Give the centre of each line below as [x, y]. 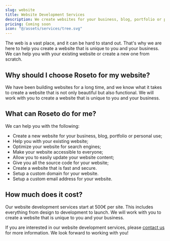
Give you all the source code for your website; [60, 163]
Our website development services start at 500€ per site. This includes [79, 207]
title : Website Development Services [45, 15]
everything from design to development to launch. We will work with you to [83, 212]
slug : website [20, 10]
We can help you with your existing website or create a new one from [77, 54]
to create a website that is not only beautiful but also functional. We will [80, 92]
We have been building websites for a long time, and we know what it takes [83, 87]
